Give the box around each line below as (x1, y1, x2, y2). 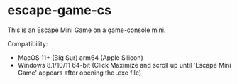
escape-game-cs (7, 2, 112, 19)
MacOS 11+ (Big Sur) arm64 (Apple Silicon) (17, 53, 143, 62)
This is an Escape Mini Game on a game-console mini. (7, 26, 166, 34)
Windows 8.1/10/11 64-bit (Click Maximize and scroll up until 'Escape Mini (17, 61, 231, 69)
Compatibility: (7, 39, 48, 48)
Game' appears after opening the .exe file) (17, 68, 142, 77)
